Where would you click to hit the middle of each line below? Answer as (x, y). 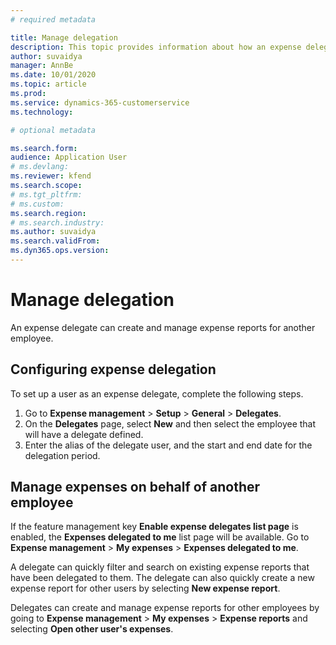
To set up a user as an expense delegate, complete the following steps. (157, 393)
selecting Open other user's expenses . (92, 629)
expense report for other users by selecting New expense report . (145, 588)
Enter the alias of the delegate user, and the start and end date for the (168, 445)
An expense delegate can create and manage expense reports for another (163, 327)
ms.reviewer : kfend (51, 176)
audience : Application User (69, 157)
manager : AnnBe (42, 66)
